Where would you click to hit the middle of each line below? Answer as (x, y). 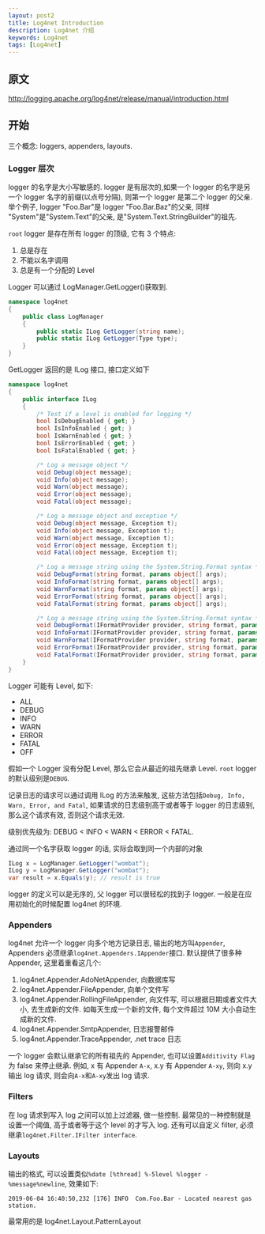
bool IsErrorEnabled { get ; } (86, 444)
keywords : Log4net (38, 38)
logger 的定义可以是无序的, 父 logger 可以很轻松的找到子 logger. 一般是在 (127, 894)
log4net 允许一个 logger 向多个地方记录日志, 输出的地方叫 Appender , (117, 943)
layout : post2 (32, 15)
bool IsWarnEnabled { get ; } (84, 436)
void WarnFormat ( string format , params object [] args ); (130, 589)
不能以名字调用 (44, 260)
